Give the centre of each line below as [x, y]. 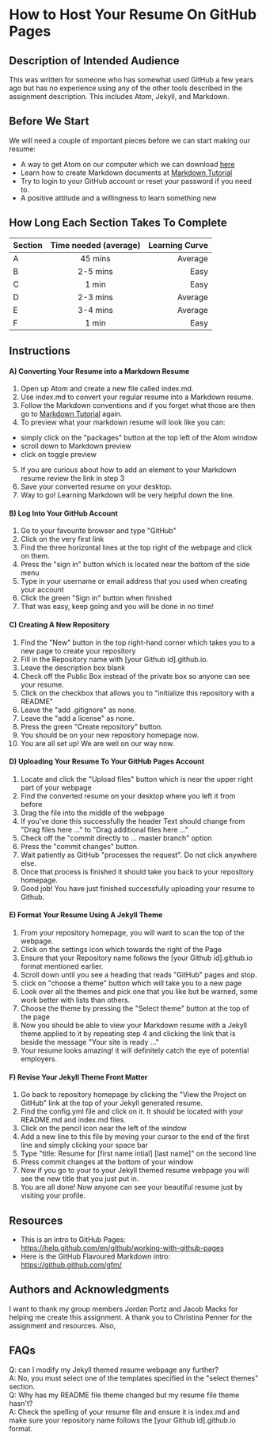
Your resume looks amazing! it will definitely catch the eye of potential [135, 1050]
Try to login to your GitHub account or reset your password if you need [136, 181]
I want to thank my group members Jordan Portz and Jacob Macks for [123, 1309]
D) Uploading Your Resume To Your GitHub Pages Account [107, 761]
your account [42, 590]
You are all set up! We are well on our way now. [97, 743]
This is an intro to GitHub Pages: [73, 1240]
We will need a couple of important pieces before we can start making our [130, 140]
